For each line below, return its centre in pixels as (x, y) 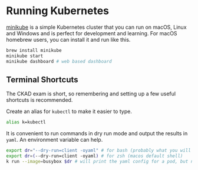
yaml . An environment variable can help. (55, 140)
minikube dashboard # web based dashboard (59, 61)
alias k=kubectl (26, 122)
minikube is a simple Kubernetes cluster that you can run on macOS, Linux (96, 27)
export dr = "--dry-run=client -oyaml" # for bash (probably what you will (99, 151)
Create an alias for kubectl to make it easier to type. (69, 111)
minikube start (25, 56)
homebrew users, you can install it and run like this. (68, 39)
